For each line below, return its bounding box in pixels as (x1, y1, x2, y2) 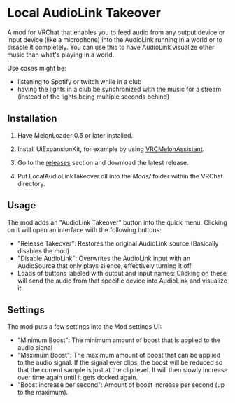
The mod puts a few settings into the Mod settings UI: (7, 323, 162, 331)
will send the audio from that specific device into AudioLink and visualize (17, 276, 227, 285)
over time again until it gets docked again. (17, 373, 138, 382)
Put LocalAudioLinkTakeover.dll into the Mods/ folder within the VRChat (17, 171, 223, 180)
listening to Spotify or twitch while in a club (17, 77, 142, 85)
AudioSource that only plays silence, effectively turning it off (17, 261, 192, 270)
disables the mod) (17, 246, 70, 255)
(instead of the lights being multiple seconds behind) (17, 92, 170, 101)
